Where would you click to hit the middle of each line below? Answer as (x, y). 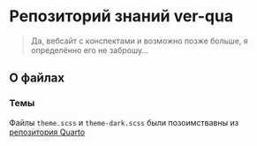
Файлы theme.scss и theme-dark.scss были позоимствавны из (124, 122)
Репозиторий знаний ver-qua (121, 16)
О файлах (37, 78)
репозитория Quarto (47, 132)
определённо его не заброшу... (90, 50)
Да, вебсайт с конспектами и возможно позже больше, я (140, 41)
